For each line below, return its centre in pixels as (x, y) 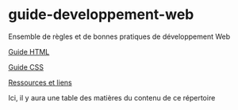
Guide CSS (26, 67)
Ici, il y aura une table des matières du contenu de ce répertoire (112, 97)
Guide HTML (29, 51)
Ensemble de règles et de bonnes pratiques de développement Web (119, 36)
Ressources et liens (40, 82)
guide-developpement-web (101, 15)
